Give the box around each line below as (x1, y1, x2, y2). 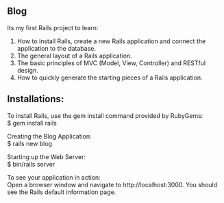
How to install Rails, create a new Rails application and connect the (16, 37, 206, 45)
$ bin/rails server (7, 160, 55, 168)
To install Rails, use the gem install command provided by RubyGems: (7, 111, 203, 119)
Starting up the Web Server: (7, 152, 86, 160)
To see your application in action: (7, 173, 101, 181)
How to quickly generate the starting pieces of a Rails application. (16, 73, 203, 82)
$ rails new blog (7, 139, 53, 147)
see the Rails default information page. (7, 188, 116, 196)
